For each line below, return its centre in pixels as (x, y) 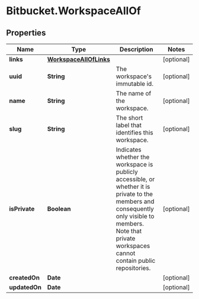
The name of (134, 93)
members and (135, 201)
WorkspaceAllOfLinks (79, 59)
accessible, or (135, 179)
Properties (26, 33)
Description (137, 49)
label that (129, 125)
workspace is (134, 164)
